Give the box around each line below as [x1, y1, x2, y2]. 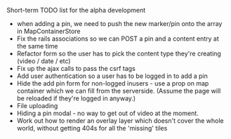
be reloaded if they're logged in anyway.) [16, 94, 136, 102]
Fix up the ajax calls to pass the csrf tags [16, 65, 136, 72]
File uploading [16, 102, 58, 110]
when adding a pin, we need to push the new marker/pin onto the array [16, 20, 223, 27]
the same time [16, 42, 58, 50]
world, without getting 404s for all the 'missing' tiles [16, 124, 168, 132]
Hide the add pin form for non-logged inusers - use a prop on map [16, 79, 209, 87]
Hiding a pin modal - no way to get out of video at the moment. [16, 109, 199, 117]
